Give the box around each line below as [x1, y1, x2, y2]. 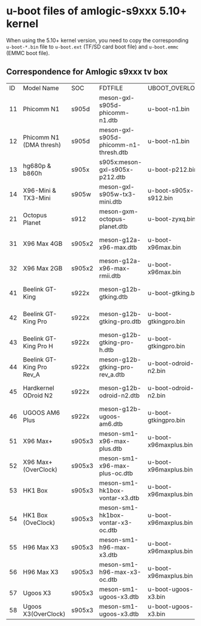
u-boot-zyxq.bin [147, 214, 196, 223]
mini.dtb [99, 197, 123, 206]
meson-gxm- [99, 207, 139, 215]
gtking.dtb [99, 292, 128, 300]
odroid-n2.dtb [99, 391, 140, 399]
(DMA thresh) [23, 141, 62, 149]
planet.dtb [99, 222, 128, 230]
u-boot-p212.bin [147, 165, 198, 174]
